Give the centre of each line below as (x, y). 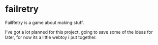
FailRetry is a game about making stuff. (45, 22)
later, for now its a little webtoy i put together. (51, 37)
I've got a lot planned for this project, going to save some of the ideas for (79, 32)
